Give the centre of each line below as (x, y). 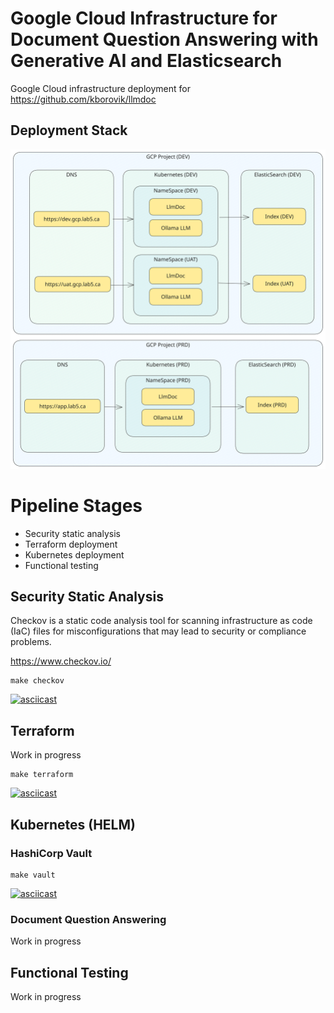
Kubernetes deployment (74, 554)
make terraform (42, 775)
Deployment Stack (69, 130)
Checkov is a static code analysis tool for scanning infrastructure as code (161, 621)
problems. (31, 642)
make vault (33, 875)
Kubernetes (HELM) (73, 824)
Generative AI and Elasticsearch (146, 61)
